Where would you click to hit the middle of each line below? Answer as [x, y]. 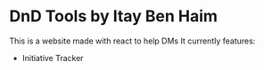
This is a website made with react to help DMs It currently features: [132, 41]
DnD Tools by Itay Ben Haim [114, 16]
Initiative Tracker [53, 58]
